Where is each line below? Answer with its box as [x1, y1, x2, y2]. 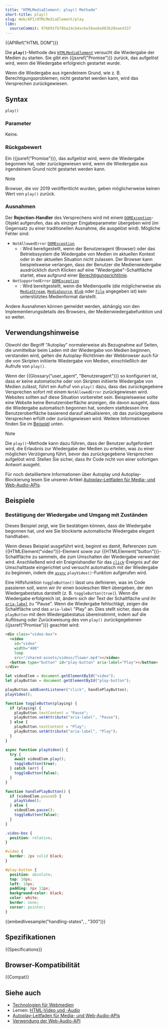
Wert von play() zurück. [5, 191, 56, 197]
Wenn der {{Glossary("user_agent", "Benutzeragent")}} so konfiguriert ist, [5, 373, 158, 379]
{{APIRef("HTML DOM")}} [5, 40, 59, 46]
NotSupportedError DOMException [12, 278, 79, 283]
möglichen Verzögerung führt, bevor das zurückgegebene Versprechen [5, 451, 153, 457]
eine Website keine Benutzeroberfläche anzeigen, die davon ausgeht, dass [5, 399, 159, 405]
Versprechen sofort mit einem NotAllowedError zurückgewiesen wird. [5, 389, 148, 395]
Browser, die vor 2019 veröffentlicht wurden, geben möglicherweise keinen [5, 185, 160, 191]
